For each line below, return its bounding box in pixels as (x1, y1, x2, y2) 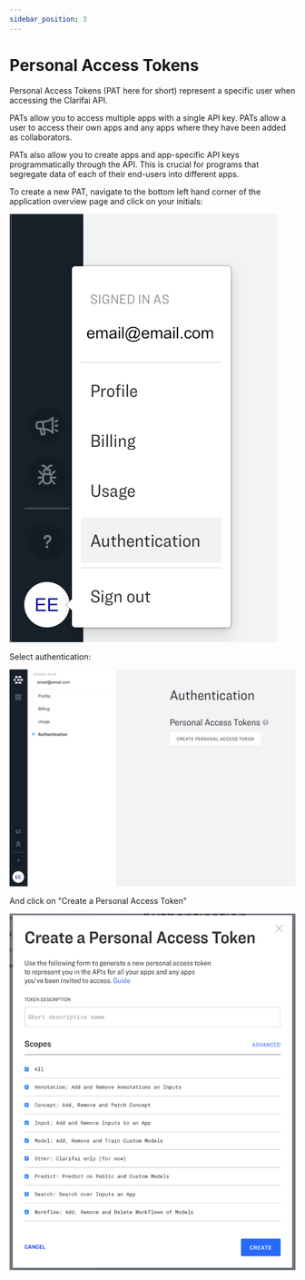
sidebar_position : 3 (9, 15, 88, 24)
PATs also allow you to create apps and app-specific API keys (9, 149, 240, 160)
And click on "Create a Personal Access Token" (9, 896, 188, 907)
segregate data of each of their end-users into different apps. (9, 168, 240, 179)
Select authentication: (9, 650, 92, 662)
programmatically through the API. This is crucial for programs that (9, 159, 260, 170)
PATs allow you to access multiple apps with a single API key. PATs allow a (9, 112, 287, 123)
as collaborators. (9, 132, 73, 143)
